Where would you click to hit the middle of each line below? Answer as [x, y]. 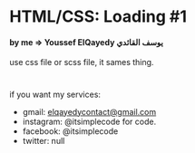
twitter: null [44, 140]
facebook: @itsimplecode [70, 131]
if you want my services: [55, 94]
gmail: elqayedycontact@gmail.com [89, 111]
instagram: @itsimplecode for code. [89, 121]
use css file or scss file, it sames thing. [82, 62]
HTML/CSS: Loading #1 [98, 17]
